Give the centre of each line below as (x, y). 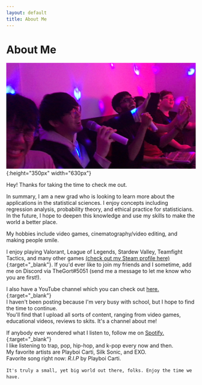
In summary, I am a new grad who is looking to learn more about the (90, 196)
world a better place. (32, 222)
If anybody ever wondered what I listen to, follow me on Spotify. (85, 333)
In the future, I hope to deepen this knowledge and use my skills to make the (101, 215)
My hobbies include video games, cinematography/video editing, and (92, 233)
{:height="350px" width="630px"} (49, 173)
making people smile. (32, 240)
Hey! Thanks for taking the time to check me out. (67, 184)
